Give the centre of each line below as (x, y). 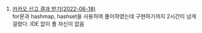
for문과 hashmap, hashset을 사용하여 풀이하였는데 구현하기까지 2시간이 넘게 (104, 16)
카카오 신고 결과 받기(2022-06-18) (54, 9)
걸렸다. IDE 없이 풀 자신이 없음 (48, 24)
